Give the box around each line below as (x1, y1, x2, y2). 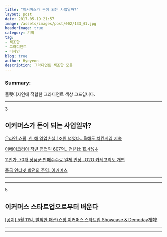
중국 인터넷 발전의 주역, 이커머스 (5, 167, 68, 173)
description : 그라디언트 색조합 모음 (5, 63, 73, 68)
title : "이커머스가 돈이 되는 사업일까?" (5, 7, 79, 12)
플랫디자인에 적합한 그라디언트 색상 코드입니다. (5, 91, 96, 97)
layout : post (5, 12, 32, 17)
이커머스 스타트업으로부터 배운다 (5, 202, 98, 211)
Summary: (5, 79, 31, 86)
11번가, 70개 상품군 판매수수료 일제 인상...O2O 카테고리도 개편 (5, 157, 125, 163)
